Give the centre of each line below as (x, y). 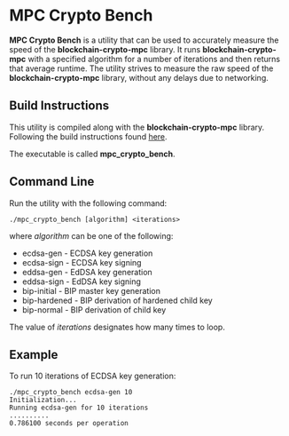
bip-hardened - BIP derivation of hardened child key (117, 300)
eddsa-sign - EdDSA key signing (82, 281)
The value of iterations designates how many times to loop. (117, 327)
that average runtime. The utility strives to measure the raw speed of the (141, 68)
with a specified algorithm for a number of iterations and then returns (154, 59)
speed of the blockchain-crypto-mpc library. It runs (105, 49)
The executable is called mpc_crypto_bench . (92, 154)
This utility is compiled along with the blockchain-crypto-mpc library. (137, 127)
